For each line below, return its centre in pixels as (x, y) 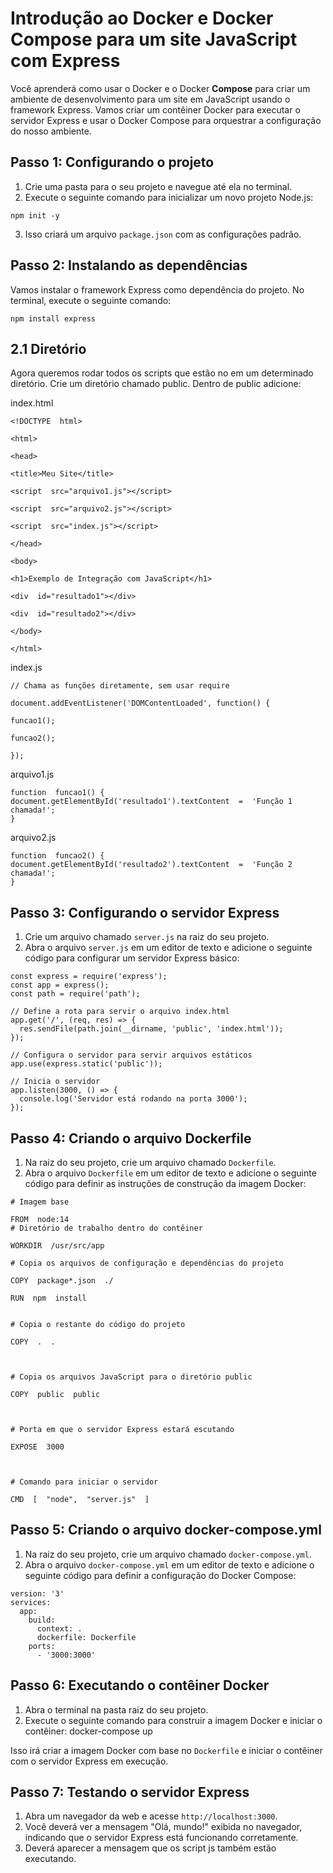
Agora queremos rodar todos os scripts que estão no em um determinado (162, 373)
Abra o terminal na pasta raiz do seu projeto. (116, 1709)
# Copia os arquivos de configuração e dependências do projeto (147, 1263)
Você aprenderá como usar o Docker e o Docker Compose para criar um (160, 88)
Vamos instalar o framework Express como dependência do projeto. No (157, 289)
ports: (42, 1646)
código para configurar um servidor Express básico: (132, 958)
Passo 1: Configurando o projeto (112, 162)
